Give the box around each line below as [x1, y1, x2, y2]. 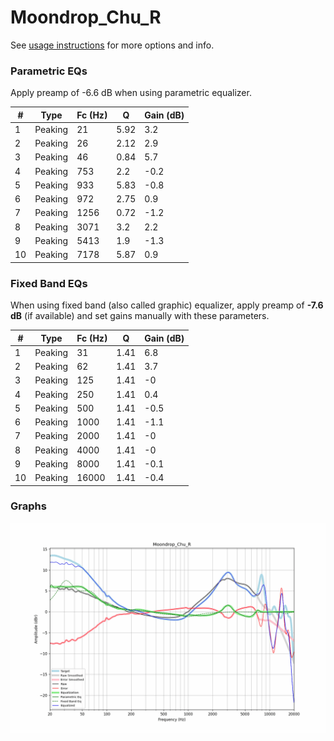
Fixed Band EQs [10, 276, 88, 290]
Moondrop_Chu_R [10, 6, 162, 29]
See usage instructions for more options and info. [10, 39, 215, 51]
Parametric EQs [10, 64, 88, 78]
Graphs [10, 499, 47, 513]
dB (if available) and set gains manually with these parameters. [10, 310, 270, 322]
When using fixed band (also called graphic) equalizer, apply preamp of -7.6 [10, 299, 324, 311]
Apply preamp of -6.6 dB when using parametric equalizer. [10, 87, 252, 99]
